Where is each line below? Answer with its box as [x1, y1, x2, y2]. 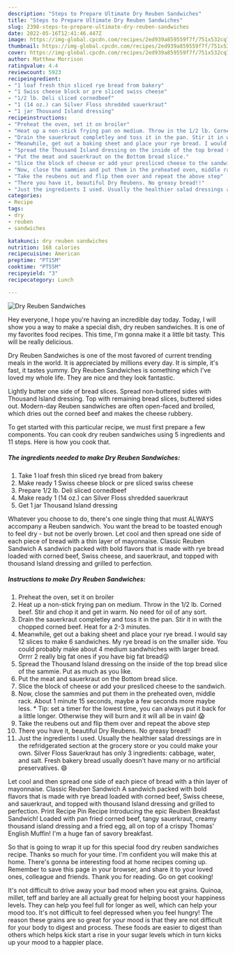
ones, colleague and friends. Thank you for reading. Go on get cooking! [8, 872, 213, 881]
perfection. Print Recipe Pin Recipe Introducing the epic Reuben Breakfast [8, 807, 220, 815]
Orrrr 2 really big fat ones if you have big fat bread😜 [17, 652, 169, 661]
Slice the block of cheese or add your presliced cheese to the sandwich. [17, 682, 226, 690]
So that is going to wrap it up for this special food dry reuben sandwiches [8, 843, 219, 851]
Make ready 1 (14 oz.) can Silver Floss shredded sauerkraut [17, 494, 189, 502]
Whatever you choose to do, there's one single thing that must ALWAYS [8, 515, 214, 523]
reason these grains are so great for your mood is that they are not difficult [8, 915, 222, 924]
